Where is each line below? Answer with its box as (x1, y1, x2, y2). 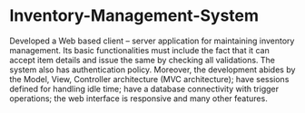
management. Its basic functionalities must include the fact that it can (9, 44, 270, 55)
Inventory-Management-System (9, 5, 260, 26)
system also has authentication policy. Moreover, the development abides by (9, 64, 296, 75)
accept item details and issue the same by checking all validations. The (9, 54, 275, 65)
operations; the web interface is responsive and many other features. (9, 92, 268, 104)
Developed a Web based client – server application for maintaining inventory (9, 35, 295, 46)
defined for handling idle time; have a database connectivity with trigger (9, 83, 280, 94)
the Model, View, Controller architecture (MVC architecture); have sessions (9, 73, 290, 84)
